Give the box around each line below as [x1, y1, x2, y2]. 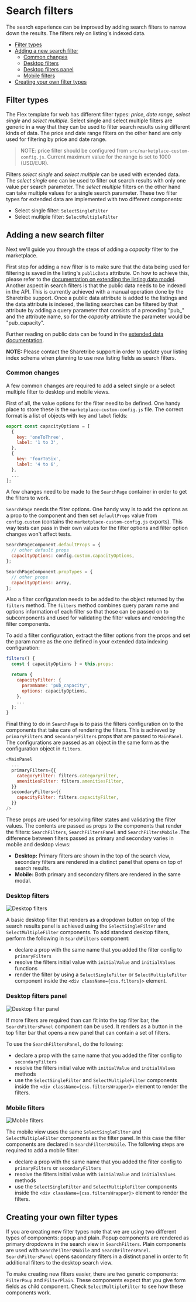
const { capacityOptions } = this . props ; [11, 661, 114, 667]
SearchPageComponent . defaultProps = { [6, 542, 101, 548]
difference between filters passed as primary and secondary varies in [6, 835, 174, 842]
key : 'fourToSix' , [16, 456, 61, 462]
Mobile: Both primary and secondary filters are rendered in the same [14, 870, 181, 878]
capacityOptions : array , [11, 580, 72, 585]
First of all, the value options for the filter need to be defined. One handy [6, 399, 181, 407]
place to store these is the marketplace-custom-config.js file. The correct [6, 405, 183, 413]
